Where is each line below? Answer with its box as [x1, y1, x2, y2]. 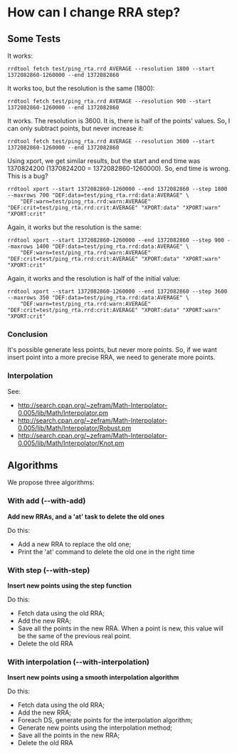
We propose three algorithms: [7, 478, 95, 487]
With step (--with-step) [7, 565, 90, 575]
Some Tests [7, 33, 61, 45]
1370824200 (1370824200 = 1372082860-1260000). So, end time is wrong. [7, 165, 231, 172]
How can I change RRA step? [7, 4, 181, 21]
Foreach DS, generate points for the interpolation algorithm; [17, 716, 193, 725]
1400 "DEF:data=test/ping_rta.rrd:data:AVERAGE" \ [36, 243, 190, 250]
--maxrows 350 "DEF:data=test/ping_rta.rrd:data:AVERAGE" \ [7, 294, 190, 301]
